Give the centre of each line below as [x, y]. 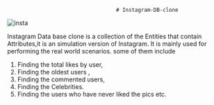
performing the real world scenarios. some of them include [91, 51]
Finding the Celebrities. [51, 87]
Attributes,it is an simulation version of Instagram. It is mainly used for [107, 44]
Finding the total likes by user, [60, 65]
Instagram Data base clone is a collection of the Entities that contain [105, 36]
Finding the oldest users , [53, 72]
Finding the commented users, [61, 79]
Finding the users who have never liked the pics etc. [92, 94]
